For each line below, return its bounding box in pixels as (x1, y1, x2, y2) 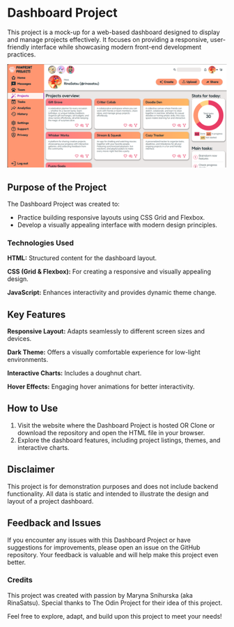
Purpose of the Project (7, 181, 107, 193)
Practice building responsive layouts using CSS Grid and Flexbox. (17, 213, 205, 221)
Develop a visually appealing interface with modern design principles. (17, 220, 218, 229)
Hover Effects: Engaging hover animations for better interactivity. (7, 382, 195, 391)
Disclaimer (7, 464, 55, 476)
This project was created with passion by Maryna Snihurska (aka (7, 591, 193, 599)
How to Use (7, 402, 58, 414)
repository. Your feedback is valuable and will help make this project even (7, 550, 219, 559)
